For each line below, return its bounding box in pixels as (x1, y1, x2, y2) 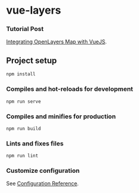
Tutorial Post (6, 25, 44, 33)
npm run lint (6, 153, 39, 159)
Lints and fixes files (6, 139, 64, 147)
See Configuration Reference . (6, 180, 79, 187)
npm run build (6, 125, 42, 131)
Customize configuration (6, 167, 80, 175)
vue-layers (6, 4, 61, 17)
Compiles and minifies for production (6, 112, 116, 121)
